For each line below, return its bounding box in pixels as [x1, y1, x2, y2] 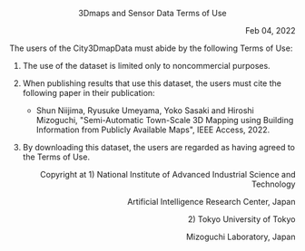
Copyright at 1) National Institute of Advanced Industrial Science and [40, 169, 296, 179]
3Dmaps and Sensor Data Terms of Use [78, 8, 227, 18]
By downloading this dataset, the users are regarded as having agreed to [22, 142, 296, 152]
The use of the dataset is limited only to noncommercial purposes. [22, 61, 271, 71]
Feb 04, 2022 [244, 25, 296, 35]
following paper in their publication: [22, 88, 156, 98]
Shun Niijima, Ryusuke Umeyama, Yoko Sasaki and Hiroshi [35, 105, 254, 116]
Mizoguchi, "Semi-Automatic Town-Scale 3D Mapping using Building [35, 115, 294, 125]
